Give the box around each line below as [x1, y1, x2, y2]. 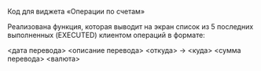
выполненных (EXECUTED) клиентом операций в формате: [7, 31, 205, 39]
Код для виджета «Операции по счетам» [7, 7, 145, 16]
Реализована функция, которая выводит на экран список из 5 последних [7, 22, 254, 31]
